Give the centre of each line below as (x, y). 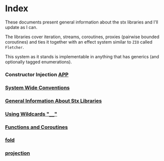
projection (18, 153)
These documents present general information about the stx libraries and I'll (82, 22)
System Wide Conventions (37, 88)
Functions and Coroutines (36, 127)
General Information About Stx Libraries (53, 101)
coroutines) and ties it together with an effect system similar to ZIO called (79, 42)
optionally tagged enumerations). (38, 62)
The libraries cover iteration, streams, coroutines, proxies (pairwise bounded (82, 37)
